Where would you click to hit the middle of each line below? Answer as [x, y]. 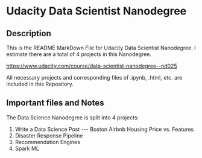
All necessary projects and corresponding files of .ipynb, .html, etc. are [94, 77]
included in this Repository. [40, 84]
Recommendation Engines [47, 142]
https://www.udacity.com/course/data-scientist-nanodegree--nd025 [92, 66]
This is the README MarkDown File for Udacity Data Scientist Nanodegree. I [101, 48]
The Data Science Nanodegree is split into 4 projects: [73, 117]
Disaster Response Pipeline [49, 135]
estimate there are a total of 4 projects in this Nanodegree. [79, 54]
